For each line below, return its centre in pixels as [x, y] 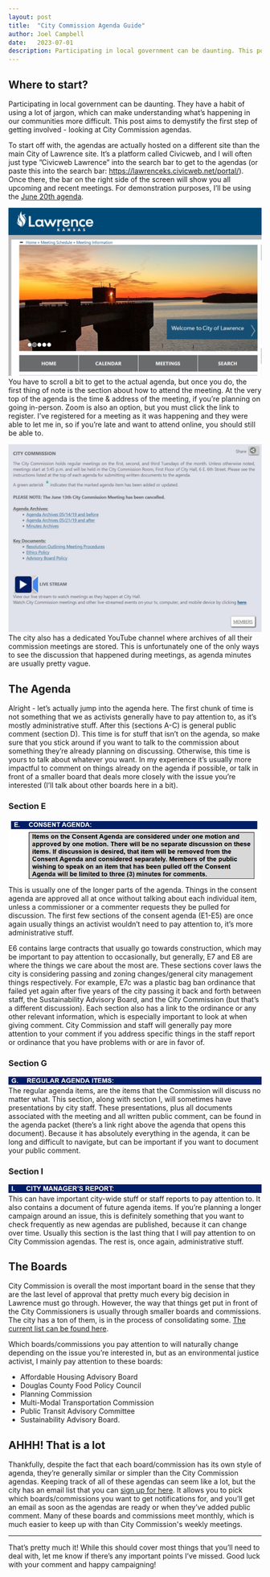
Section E [27, 806]
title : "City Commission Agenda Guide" [77, 25]
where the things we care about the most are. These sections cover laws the [135, 965]
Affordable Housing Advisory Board [79, 1377]
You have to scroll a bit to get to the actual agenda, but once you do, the [128, 382]
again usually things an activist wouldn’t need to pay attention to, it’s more [131, 924]
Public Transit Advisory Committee [77, 1411]
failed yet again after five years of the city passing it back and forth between [135, 991]
